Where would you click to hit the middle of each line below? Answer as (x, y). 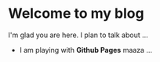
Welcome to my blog (76, 14)
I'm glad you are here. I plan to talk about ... (78, 35)
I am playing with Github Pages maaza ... (86, 50)
